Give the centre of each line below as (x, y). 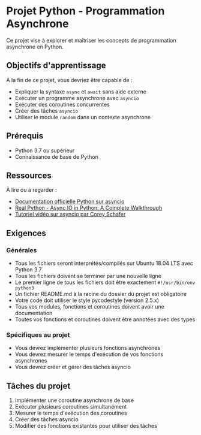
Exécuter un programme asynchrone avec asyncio (77, 98)
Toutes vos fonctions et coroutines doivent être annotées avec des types (105, 319)
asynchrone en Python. (35, 47)
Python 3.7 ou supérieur (45, 150)
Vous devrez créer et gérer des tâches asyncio (73, 367)
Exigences (26, 233)
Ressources (29, 175)
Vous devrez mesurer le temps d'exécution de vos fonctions (89, 354)
